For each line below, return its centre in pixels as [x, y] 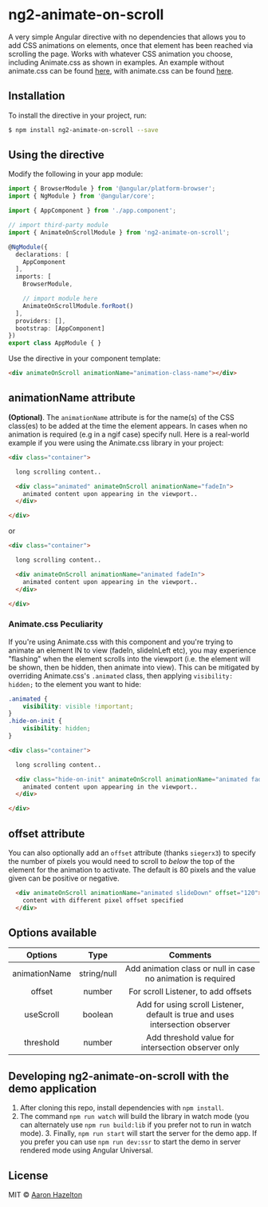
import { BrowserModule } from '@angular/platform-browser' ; [112, 189]
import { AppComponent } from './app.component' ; [93, 211]
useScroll [42, 1015]
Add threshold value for [190, 1037]
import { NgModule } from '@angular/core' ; [82, 196]
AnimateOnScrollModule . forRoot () [78, 306]
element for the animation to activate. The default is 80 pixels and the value [132, 869]
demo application [53, 1088]
